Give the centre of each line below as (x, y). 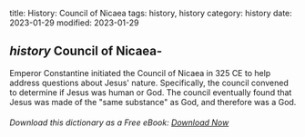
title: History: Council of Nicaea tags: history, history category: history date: (151, 13)
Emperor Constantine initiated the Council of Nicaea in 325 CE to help (140, 73)
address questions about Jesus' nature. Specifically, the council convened (149, 83)
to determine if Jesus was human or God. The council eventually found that (151, 92)
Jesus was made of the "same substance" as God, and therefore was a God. (153, 102)
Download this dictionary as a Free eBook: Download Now (119, 122)
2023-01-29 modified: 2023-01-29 (74, 23)
